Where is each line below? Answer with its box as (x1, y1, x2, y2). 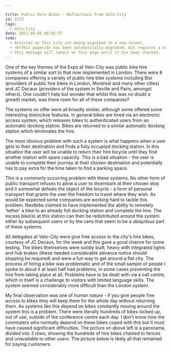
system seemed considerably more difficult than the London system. (5, 282, 149, 288)
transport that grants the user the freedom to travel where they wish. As (5, 191, 156, 197)
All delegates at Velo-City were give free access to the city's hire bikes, (5, 233, 155, 240)
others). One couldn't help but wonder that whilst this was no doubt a (5, 91, 151, 97)
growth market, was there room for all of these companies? (5, 96, 130, 103)
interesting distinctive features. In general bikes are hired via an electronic (5, 112, 160, 118)
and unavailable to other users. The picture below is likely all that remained (5, 335, 162, 342)
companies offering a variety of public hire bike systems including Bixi (5, 74, 153, 81)
